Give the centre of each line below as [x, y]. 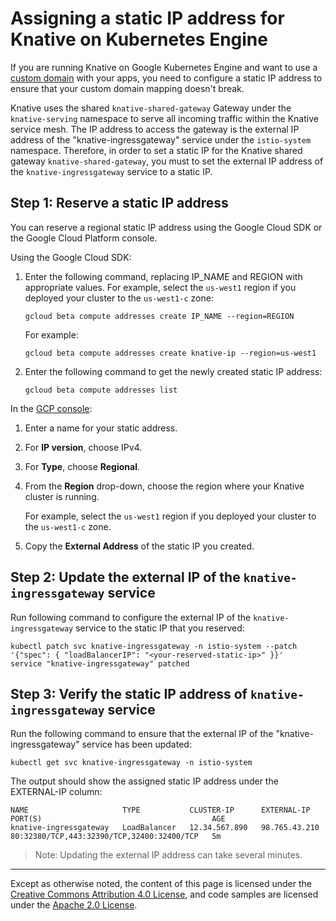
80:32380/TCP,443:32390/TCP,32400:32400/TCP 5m [116, 837]
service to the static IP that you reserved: [160, 628]
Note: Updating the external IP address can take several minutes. [168, 855]
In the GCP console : [51, 408]
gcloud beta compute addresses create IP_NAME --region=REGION [159, 316]
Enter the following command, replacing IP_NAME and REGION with [163, 276]
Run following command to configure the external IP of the [131, 617]
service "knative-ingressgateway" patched [100, 663]
